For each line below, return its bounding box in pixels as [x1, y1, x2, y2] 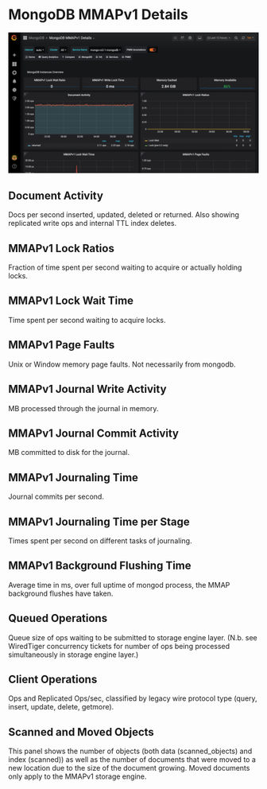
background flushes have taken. [8, 589, 114, 598]
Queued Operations [8, 612, 108, 625]
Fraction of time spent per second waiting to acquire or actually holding [8, 262, 242, 272]
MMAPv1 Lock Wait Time [8, 294, 133, 308]
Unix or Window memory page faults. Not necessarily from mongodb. [8, 360, 236, 369]
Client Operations [8, 672, 98, 686]
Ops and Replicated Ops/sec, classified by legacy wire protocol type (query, [8, 694, 257, 703]
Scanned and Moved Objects [8, 725, 155, 739]
